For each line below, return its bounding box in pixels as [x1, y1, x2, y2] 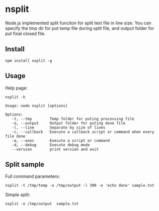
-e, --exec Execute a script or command [11, 138, 110, 143]
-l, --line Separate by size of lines [11, 125, 106, 130]
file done [5, 133, 26, 139]
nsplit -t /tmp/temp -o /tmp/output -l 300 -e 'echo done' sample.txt [5, 183, 155, 188]
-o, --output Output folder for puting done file [11, 120, 126, 125]
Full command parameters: [5, 173, 60, 180]
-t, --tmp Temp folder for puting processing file [11, 116, 135, 121]
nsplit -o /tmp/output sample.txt [5, 202, 79, 207]
